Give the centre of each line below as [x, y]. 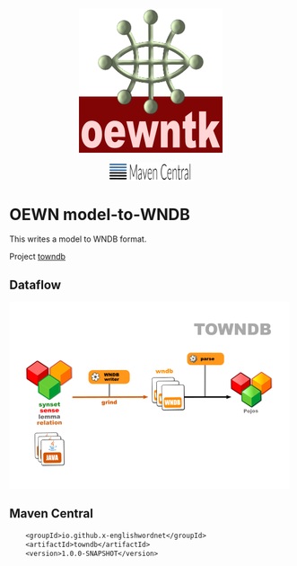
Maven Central [52, 513]
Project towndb [37, 257]
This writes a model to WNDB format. [78, 239]
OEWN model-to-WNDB [100, 214]
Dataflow [35, 284]
